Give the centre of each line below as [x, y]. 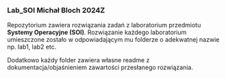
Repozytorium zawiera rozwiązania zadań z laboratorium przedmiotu [104, 25]
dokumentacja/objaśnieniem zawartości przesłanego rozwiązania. [100, 68]
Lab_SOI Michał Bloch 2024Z [56, 10]
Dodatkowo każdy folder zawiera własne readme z [78, 60]
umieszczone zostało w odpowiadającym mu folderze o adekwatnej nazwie [113, 40]
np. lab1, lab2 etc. [32, 47]
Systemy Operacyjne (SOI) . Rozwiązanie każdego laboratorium [97, 32]
